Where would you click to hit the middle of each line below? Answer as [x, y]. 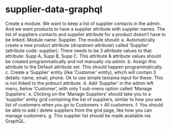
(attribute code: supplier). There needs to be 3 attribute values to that [79, 50]
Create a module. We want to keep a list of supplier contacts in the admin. [83, 23]
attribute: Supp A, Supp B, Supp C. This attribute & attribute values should [83, 56]
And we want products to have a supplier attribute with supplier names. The [85, 29]
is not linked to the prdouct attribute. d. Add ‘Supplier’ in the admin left [79, 83]
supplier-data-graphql [54, 9]
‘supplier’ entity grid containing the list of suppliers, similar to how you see [84, 99]
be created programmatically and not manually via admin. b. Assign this [81, 61]
